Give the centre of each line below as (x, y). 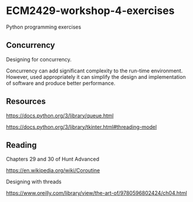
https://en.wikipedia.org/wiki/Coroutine (53, 170)
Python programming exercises (44, 27)
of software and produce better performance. (61, 83)
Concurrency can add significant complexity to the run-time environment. (94, 71)
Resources (26, 101)
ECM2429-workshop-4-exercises (90, 11)
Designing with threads (34, 182)
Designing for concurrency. (39, 59)
